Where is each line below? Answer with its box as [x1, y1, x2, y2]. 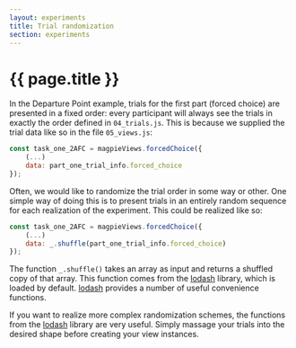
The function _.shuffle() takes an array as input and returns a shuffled [9, 263, 274, 274]
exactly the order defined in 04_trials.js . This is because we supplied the [9, 118, 285, 129]
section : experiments [9, 30, 91, 39]
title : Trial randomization [9, 22, 115, 31]
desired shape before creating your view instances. [9, 329, 199, 340]
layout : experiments [9, 13, 87, 22]
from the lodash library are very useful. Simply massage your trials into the [9, 319, 285, 330]
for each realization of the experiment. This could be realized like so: [9, 204, 263, 216]
